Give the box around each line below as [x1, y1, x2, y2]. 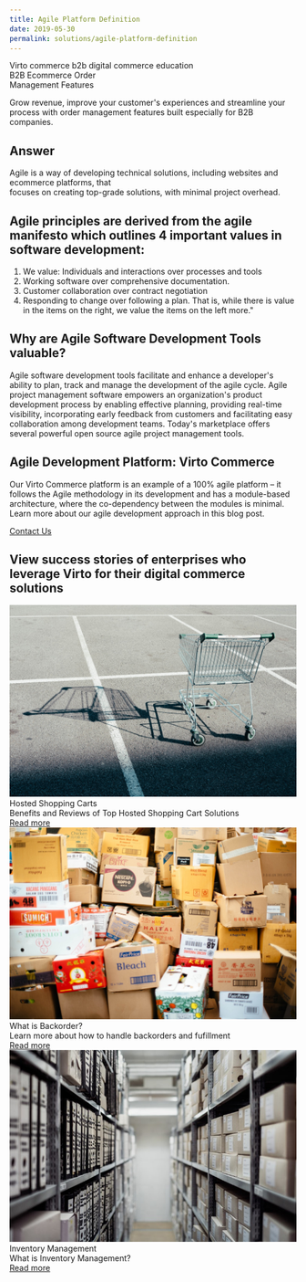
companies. [9, 117, 54, 128]
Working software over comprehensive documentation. [22, 276, 230, 287]
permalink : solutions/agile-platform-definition [9, 34, 198, 43]
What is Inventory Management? [9, 1253, 131, 1264]
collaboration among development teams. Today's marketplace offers [9, 418, 270, 429]
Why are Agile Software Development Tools [9, 331, 261, 347]
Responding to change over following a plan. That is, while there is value [22, 295, 295, 306]
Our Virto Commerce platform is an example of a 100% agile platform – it [9, 478, 281, 489]
